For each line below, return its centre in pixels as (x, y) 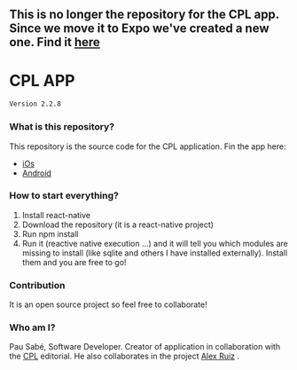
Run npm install (50, 233)
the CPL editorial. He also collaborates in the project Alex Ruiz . (125, 356)
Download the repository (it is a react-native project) (118, 224)
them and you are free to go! (74, 262)
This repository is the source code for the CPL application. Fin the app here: (148, 146)
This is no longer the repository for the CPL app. (144, 15)
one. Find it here (55, 42)
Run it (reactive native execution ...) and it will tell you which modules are (155, 243)
